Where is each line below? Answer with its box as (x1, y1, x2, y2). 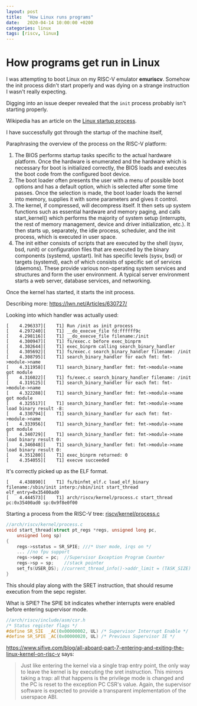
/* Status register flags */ (6, 623, 78, 629)
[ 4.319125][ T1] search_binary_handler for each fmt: (6, 380, 160, 386)
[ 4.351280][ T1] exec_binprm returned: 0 (6, 453, 128, 458)
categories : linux (6, 25, 51, 31)
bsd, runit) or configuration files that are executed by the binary (14, 246, 169, 253)
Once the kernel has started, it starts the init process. (6, 289, 136, 296)
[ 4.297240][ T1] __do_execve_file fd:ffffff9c (6, 328, 142, 334)
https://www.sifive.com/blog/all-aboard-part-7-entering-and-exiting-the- (6, 645, 185, 652)
